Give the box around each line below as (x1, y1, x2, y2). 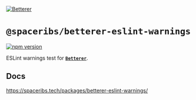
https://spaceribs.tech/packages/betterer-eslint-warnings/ (6, 87, 148, 94)
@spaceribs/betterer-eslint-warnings (6, 26, 191, 37)
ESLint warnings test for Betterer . (6, 54, 88, 61)
